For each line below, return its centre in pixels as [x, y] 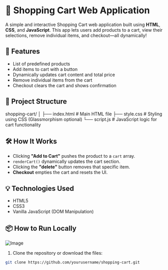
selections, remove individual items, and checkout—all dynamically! [76, 35]
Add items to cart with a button [45, 69]
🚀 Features [23, 51]
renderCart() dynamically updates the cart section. [66, 162]
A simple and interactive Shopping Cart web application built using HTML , [83, 24]
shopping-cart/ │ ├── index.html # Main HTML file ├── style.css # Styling [84, 114]
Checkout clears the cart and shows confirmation [64, 85]
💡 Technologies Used [40, 188]
